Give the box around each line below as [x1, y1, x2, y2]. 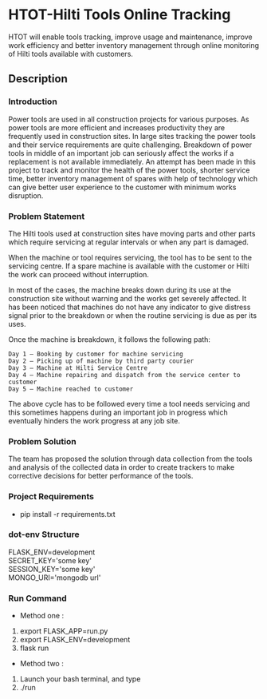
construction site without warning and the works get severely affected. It [8, 293, 247, 303]
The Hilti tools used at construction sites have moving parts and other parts [8, 228, 256, 238]
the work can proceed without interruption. [8, 269, 150, 279]
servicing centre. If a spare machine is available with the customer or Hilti [8, 261, 249, 271]
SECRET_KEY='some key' [8, 555, 92, 565]
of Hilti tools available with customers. [8, 49, 134, 58]
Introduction [8, 96, 57, 107]
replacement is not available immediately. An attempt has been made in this [8, 157, 257, 166]
